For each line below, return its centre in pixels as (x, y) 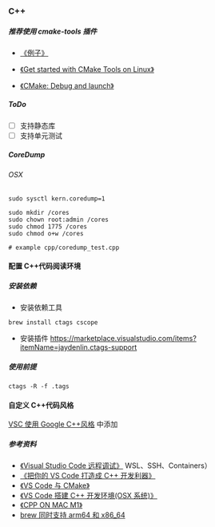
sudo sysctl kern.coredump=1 (57, 198)
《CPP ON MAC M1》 (51, 505)
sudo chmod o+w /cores (46, 233)
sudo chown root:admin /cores (59, 220)
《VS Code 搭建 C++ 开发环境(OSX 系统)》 (88, 496)
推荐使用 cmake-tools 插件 (53, 31)
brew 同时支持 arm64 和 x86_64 (72, 515)
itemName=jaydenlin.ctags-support (78, 347)
